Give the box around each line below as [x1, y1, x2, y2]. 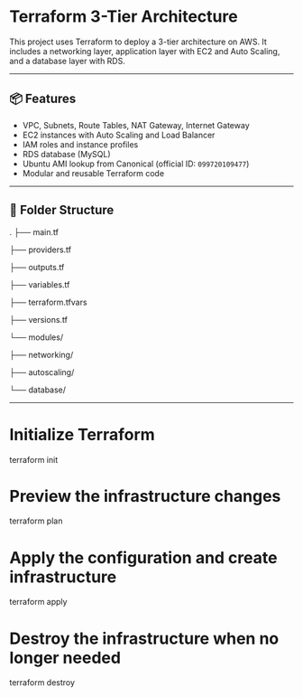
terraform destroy [9, 677, 75, 688]
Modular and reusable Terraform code [22, 167, 165, 178]
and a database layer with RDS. [9, 55, 126, 66]
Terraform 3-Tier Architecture [9, 6, 238, 27]
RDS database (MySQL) [22, 148, 111, 159]
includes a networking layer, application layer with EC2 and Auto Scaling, [9, 45, 280, 56]
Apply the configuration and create [9, 547, 278, 568]
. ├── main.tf [9, 226, 59, 237]
